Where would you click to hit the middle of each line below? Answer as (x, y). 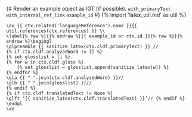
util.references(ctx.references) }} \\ (56, 31)
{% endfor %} (22, 72)
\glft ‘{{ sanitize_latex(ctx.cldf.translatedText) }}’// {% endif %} (96, 99)
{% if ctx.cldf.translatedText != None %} (60, 93)
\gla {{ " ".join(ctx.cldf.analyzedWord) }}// (65, 78)
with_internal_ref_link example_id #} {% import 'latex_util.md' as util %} (96, 15)
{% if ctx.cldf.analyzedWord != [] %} (54, 52)
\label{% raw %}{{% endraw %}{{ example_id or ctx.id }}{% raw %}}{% (95, 36)
